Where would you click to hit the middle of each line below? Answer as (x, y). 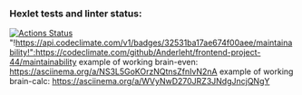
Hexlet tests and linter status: (76, 14)
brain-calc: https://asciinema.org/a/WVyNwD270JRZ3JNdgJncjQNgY (140, 81)
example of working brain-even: (138, 62)
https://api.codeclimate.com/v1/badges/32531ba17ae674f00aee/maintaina (154, 43)
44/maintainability (43, 62)
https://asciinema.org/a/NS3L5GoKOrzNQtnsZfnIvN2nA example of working (151, 71)
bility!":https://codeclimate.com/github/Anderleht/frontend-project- (135, 52)
